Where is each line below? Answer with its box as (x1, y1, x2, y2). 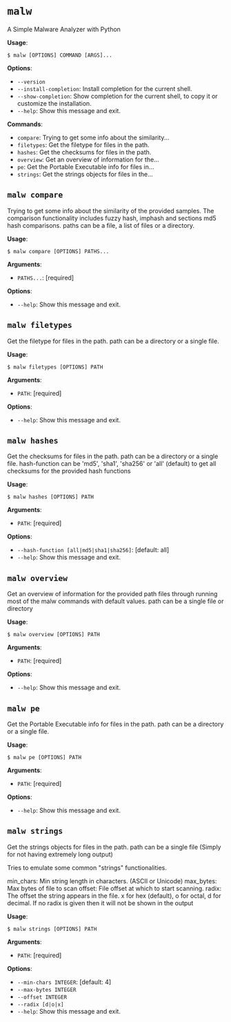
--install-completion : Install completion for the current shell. (17, 84, 192, 92)
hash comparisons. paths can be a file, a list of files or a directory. (7, 221, 195, 229)
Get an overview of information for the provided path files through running (7, 590, 218, 598)
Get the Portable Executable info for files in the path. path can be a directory (7, 720, 224, 728)
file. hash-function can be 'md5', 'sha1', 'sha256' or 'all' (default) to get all (7, 460, 217, 468)
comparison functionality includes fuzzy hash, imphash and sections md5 (7, 214, 217, 222)
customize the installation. (17, 99, 92, 108)
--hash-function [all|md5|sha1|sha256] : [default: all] (17, 546, 170, 554)
